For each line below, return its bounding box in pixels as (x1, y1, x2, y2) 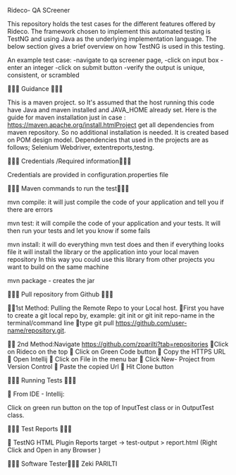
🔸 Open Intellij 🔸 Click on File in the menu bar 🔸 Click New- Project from (7, 355, 216, 363)
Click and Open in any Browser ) (7, 446, 101, 454)
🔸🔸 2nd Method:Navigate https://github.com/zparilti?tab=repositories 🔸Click (7, 340, 229, 348)
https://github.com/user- (115, 319, 187, 327)
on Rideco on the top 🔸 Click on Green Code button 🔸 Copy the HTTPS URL (7, 347, 226, 356)
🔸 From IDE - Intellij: (7, 390, 65, 398)
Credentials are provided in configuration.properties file (7, 171, 169, 179)
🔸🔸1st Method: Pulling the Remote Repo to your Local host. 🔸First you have (7, 303, 225, 312)
